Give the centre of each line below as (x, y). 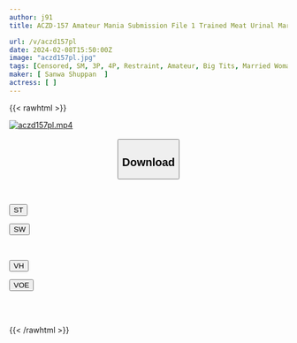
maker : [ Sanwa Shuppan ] (59, 75)
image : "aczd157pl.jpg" (53, 58)
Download (148, 162)
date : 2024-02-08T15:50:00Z (61, 50)
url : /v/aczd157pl (43, 42)
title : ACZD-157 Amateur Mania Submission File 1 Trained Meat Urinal (142, 26)
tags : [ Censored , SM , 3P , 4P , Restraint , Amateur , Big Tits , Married (140, 66)
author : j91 (31, 17)
